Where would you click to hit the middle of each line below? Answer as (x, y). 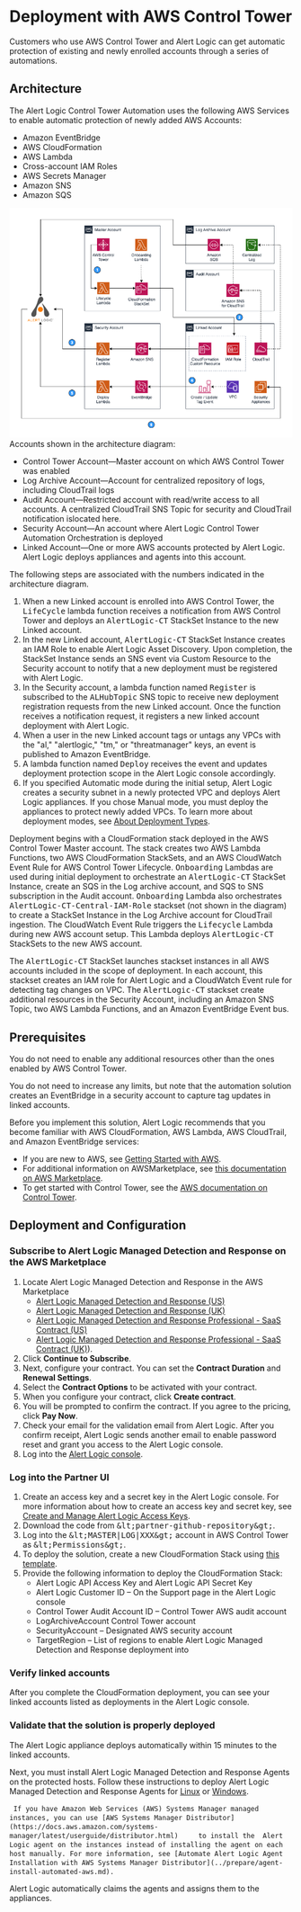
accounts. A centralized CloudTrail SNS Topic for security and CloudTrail (157, 509)
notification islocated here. (71, 519)
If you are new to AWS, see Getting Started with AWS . (122, 1159)
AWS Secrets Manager (64, 175)
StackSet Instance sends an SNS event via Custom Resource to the (146, 659)
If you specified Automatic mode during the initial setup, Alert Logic (147, 783)
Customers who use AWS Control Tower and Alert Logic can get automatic (147, 41)
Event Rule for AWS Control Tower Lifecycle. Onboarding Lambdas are (142, 867)
